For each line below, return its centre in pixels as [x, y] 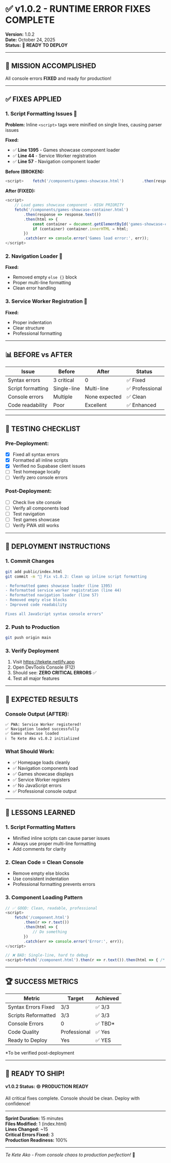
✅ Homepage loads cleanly [41, 763]
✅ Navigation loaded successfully [42, 729]
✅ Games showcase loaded [32, 733]
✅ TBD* [105, 1023]
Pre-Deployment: [27, 443]
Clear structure [28, 328]
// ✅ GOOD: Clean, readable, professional [51, 908]
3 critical [64, 380]
